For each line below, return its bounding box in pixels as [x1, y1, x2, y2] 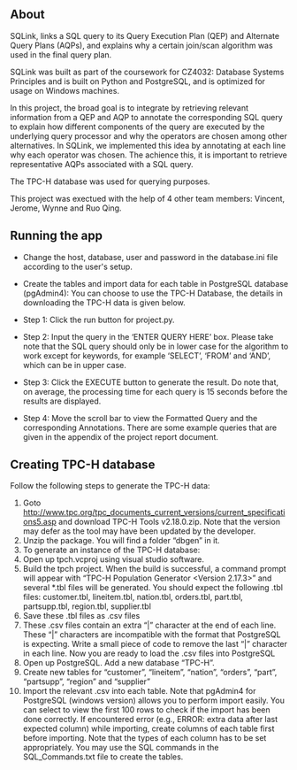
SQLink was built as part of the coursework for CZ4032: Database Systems [10, 66, 285, 77]
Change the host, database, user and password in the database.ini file [22, 251, 278, 262]
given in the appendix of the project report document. [22, 431, 219, 442]
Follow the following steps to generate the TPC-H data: [10, 481, 210, 491]
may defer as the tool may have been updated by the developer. [22, 526, 256, 536]
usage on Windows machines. [10, 85, 120, 96]
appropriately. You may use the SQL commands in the [22, 743, 219, 753]
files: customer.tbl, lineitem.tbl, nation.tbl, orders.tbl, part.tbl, [22, 592, 244, 603]
